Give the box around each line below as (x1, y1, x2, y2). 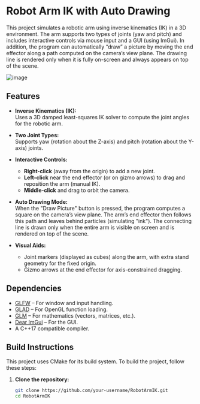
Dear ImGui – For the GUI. (14, 318, 78, 325)
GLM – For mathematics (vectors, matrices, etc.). (14, 312, 136, 319)
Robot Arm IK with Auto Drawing (6, 4, 171, 18)
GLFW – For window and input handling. (14, 299, 114, 306)
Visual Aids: (14, 242, 46, 249)
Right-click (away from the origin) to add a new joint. (23, 167, 156, 174)
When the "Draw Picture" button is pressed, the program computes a (14, 204, 186, 212)
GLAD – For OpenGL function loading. (14, 306, 108, 313)
